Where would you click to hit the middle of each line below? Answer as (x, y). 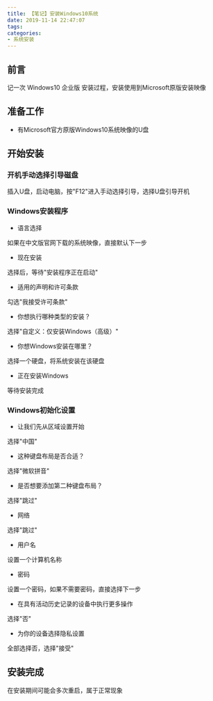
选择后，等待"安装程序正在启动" (53, 272)
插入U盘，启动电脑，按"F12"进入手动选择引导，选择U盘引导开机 (99, 191)
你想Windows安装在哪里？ (55, 346)
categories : (24, 33)
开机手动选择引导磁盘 (43, 175)
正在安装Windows (43, 376)
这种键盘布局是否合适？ (51, 456)
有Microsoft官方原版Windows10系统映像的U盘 (83, 129)
